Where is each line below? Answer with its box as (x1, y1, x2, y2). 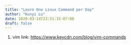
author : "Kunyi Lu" (5, 12, 46, 17)
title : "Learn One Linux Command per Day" (5, 7, 94, 12)
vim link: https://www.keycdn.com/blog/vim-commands (12, 34, 127, 40)
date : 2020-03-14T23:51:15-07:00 (5, 16, 74, 21)
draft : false (5, 21, 32, 26)
